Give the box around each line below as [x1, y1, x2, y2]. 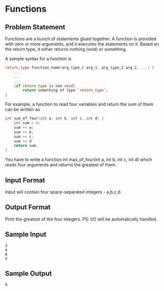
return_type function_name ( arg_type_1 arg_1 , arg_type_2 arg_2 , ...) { [5, 65, 154, 70]
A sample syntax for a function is [5, 56, 72, 62]
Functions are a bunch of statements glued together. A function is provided [5, 36, 157, 42]
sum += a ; [14, 125, 34, 130]
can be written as [5, 107, 40, 112]
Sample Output [5, 269, 52, 277]
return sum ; [14, 143, 38, 148]
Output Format [5, 203, 51, 211]
